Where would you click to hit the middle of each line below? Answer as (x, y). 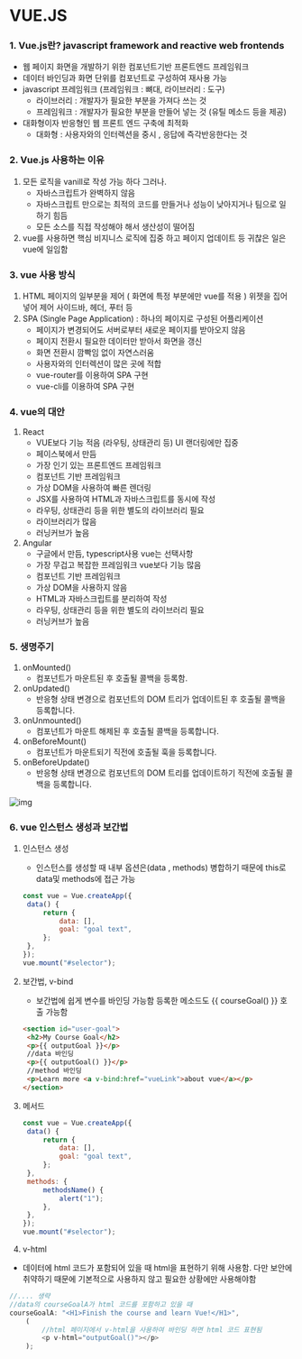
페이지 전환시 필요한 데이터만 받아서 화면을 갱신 (119, 341)
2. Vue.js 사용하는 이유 (57, 161)
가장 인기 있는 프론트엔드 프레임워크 (99, 465)
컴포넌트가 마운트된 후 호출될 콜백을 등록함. (112, 678)
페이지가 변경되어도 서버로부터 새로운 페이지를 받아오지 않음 (141, 330)
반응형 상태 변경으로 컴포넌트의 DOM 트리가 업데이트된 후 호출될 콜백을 (161, 699)
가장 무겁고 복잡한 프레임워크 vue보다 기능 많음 (119, 565)
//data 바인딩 (50, 1054)
